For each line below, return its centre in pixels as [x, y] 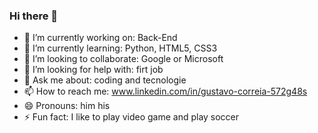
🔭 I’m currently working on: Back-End [100, 38]
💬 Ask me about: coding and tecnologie [105, 80]
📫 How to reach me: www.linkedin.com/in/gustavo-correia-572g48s [165, 91]
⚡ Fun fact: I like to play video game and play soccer [131, 117]
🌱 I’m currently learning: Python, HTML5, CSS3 [120, 48]
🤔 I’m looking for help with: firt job [93, 70]
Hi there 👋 [34, 16]
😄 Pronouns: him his [67, 106]
